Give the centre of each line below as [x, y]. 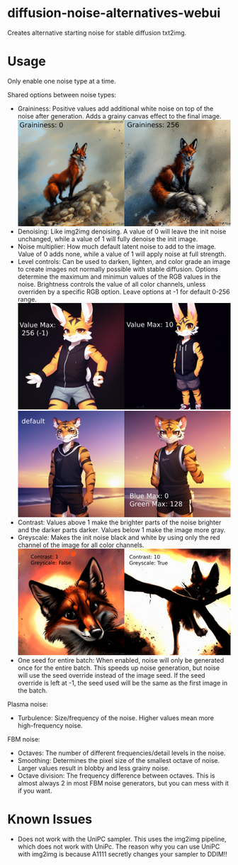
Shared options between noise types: [62, 94]
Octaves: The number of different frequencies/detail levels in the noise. [121, 753]
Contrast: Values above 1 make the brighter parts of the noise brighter [119, 522]
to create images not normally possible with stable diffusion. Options [118, 269]
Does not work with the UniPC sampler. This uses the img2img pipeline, [122, 839]
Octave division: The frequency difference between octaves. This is [116, 776]
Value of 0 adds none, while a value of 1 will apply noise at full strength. [122, 254]
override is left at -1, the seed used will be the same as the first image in [123, 683]
